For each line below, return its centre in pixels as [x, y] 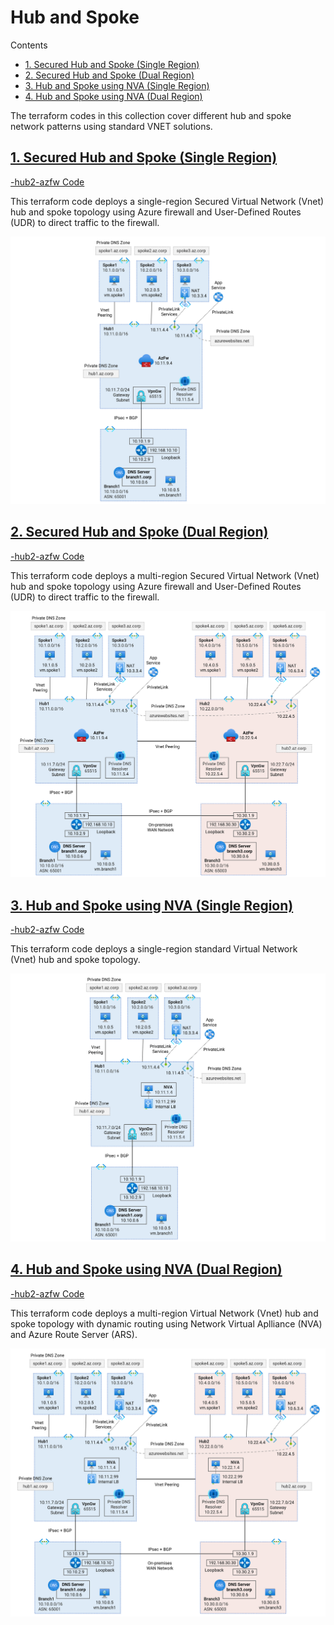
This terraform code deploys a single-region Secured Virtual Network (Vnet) [167, 201]
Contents [29, 45]
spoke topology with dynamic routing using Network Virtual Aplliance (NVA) [166, 1323]
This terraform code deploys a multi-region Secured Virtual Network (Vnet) [165, 575]
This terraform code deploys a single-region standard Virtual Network [154, 949]
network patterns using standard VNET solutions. [111, 126]
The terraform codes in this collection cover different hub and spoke [151, 115]
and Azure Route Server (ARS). [74, 1334]
